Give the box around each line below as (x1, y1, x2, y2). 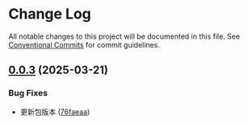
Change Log (8, 5, 91, 23)
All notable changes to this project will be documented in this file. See (8, 31, 241, 41)
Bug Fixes (8, 88, 48, 99)
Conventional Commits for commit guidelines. (8, 39, 160, 49)
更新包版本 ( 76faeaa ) (19, 106, 90, 117)
